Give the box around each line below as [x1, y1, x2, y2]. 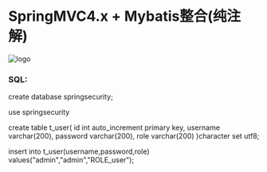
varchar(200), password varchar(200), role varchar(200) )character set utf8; [8, 131, 260, 141]
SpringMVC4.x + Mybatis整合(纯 [8, 7, 227, 25]
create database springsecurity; [8, 92, 113, 102]
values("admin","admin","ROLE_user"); [8, 155, 135, 165]
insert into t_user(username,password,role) [8, 147, 150, 156]
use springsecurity [8, 107, 70, 117]
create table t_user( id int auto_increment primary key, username [8, 123, 221, 132]
